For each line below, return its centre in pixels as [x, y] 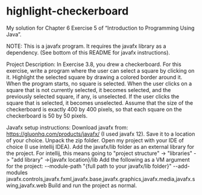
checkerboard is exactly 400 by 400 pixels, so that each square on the [94, 109]
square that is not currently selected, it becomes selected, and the [89, 90]
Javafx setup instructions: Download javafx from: [67, 127]
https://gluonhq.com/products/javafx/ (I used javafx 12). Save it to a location [101, 134]
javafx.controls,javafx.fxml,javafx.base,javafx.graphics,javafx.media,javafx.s [101, 179]
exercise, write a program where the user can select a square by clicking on [100, 70]
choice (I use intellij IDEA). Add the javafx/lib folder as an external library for [100, 147]
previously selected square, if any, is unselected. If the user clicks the [93, 96]
